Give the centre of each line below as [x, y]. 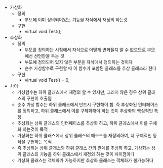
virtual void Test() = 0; [47, 80]
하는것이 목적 [35, 129]
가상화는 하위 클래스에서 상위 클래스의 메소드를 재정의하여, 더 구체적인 [84, 136]
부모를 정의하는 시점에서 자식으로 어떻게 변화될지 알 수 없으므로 [85, 50]
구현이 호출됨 [39, 98]
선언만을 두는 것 [49, 56]
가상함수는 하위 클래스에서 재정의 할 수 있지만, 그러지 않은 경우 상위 [82, 92]
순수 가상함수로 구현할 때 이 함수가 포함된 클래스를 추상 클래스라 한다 [90, 68]
